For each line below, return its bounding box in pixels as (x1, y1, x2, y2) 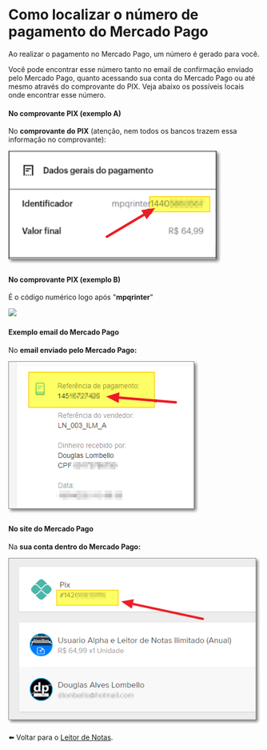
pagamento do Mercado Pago (8, 22, 209, 41)
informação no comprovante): (8, 134, 106, 145)
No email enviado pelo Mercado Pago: (8, 345, 137, 355)
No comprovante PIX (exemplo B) (8, 275, 122, 284)
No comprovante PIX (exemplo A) (8, 108, 122, 118)
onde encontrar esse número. (8, 90, 106, 99)
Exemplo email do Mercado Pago (8, 327, 120, 337)
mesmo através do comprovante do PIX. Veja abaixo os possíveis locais (8, 82, 245, 91)
